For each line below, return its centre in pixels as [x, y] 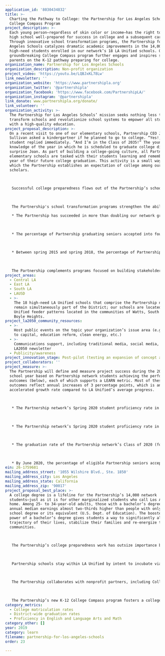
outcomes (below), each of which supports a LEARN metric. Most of [80, 380]
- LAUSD [17, 294]
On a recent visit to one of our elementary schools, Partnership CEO [83, 133]
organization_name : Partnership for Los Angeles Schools [65, 65]
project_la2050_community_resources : [44, 321]
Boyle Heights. [29, 316]
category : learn [22, 632]
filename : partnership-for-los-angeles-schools [55, 637]
